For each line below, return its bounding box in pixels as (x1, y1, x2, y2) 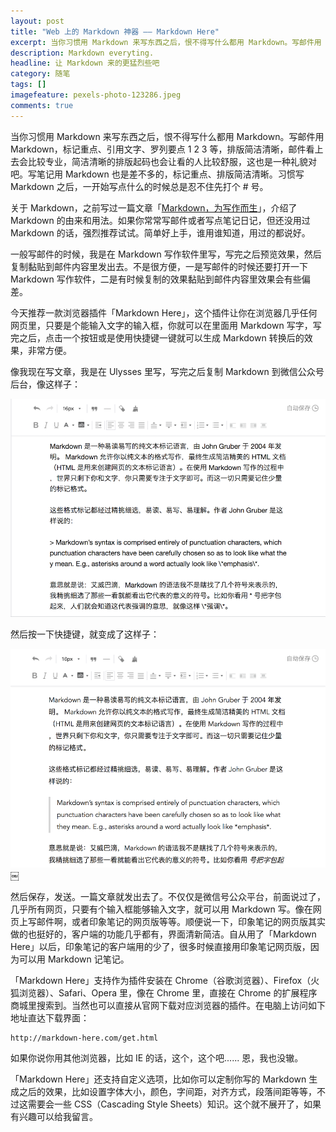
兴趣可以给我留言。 (18, 1110, 98, 1122)
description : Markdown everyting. (10, 48, 155, 58)
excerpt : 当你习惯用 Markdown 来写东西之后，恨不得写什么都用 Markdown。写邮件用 (10, 37, 322, 47)
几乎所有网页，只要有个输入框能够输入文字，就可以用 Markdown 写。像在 (10, 903, 313, 915)
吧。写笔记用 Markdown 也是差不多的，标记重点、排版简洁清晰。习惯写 (10, 168, 305, 180)
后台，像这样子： (10, 378, 81, 390)
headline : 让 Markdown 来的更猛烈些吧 (10, 58, 160, 69)
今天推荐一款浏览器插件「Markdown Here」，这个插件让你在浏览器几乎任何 (10, 306, 318, 319)
